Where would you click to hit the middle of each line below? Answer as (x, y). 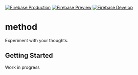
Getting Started (29, 56)
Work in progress (23, 67)
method (21, 27)
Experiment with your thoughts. (37, 40)
